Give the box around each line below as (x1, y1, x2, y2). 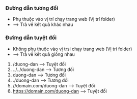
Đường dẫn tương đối (5, 5, 59, 12)
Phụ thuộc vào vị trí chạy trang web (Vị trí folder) (12, 16, 116, 22)
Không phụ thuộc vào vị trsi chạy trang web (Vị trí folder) (12, 46, 132, 52)
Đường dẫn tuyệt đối (5, 34, 57, 41)
